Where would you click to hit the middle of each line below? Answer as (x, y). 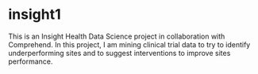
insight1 (35, 15)
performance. (31, 61)
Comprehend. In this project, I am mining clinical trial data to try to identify (129, 44)
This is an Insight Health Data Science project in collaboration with (117, 36)
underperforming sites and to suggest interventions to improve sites (119, 53)
